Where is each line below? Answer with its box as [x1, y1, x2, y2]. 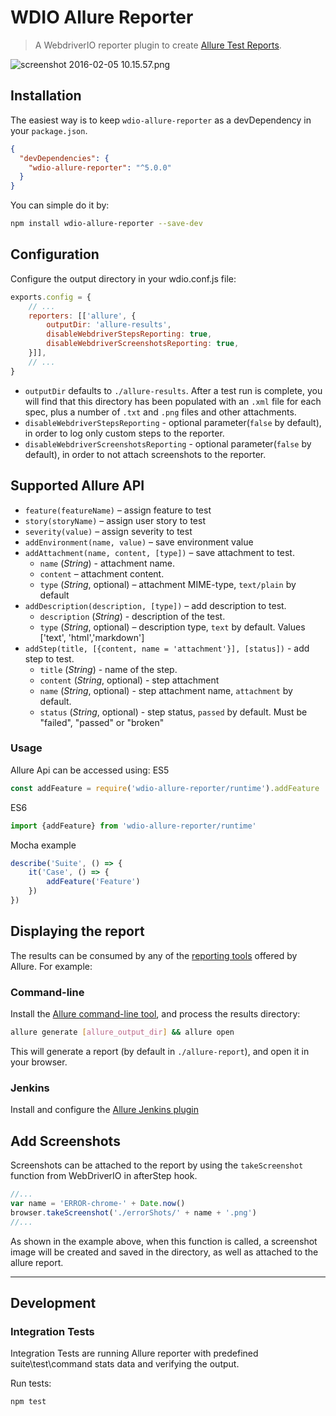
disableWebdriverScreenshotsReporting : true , [46, 339, 240, 349]
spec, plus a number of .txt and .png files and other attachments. [24, 406, 297, 418]
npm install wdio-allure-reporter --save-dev [10, 219, 203, 229]
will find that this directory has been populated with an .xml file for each [24, 395, 322, 407]
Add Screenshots [10, 1132, 121, 1150]
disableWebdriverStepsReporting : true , [46, 329, 213, 340]
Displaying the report [10, 923, 145, 940]
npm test [10, 1397, 47, 1407]
